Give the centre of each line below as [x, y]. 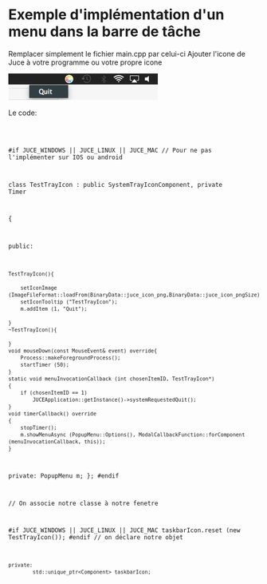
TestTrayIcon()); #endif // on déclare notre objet [96, 538]
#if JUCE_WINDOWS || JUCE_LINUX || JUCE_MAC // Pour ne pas [110, 150]
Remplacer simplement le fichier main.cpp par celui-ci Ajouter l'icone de [127, 54]
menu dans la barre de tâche [104, 32]
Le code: [23, 113]
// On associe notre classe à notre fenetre [83, 503]
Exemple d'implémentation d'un [116, 15]
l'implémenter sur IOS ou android [66, 157]
